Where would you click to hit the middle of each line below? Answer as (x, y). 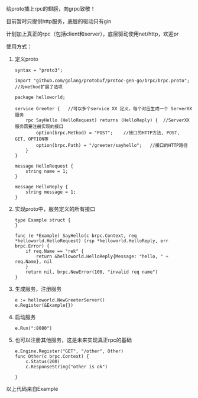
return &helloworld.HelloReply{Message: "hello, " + (103, 256)
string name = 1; (47, 171)
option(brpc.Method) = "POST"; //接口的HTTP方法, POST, (108, 133)
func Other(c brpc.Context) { (52, 357)
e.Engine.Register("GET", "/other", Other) (69, 351)
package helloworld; (40, 97)
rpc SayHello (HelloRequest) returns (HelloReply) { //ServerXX (108, 120)
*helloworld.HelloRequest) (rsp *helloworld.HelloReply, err (92, 241)
